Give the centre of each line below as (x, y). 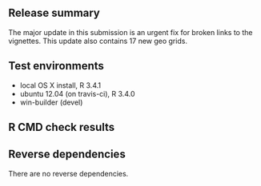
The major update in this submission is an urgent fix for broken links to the (130, 32)
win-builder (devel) (51, 102)
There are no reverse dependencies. (68, 173)
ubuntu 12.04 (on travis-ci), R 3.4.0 (77, 93)
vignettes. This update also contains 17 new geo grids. (98, 41)
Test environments (56, 66)
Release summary (54, 13)
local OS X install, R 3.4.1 (60, 85)
